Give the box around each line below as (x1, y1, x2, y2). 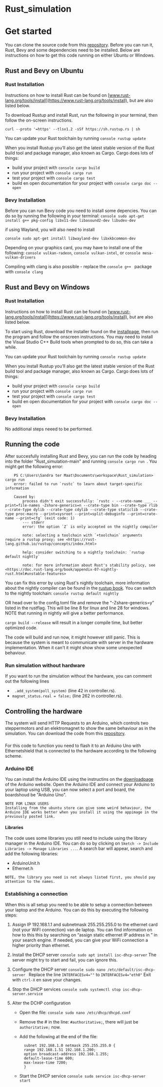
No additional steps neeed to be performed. (5, 426, 93, 432)
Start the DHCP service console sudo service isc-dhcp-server (19, 1073, 146, 1079)
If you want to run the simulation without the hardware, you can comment (5, 673, 152, 679)
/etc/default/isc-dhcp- (107, 967, 156, 972)
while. (5, 344, 17, 350)
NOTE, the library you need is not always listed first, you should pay (5, 875, 156, 880)
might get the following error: (5, 463, 64, 469)
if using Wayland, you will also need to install (5, 227, 95, 233)
